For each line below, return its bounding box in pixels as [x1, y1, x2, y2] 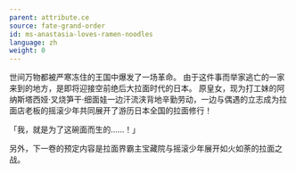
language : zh [9, 37, 58, 47]
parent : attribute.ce [9, 12, 90, 22]
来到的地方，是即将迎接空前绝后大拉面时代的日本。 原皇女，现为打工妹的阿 [9, 83, 285, 94]
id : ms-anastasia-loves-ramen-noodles [9, 29, 153, 38]
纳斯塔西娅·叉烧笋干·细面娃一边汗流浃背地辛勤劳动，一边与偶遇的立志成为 [9, 95, 280, 105]
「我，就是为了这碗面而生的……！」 [9, 124, 141, 135]
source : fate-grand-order [9, 21, 105, 30]
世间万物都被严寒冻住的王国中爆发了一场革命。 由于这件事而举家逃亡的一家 [9, 72, 285, 83]
